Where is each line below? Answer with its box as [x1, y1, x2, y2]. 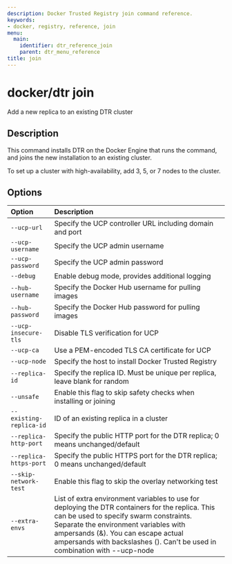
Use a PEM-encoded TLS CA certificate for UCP [54, 346, 212, 356]
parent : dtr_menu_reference [19, 49, 100, 56]
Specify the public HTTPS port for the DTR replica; [54, 451, 217, 460]
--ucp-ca [10, 347, 39, 354]
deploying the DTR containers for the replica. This [54, 503, 215, 512]
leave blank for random [54, 377, 129, 387]
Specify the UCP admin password [54, 257, 164, 267]
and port [54, 227, 82, 237]
